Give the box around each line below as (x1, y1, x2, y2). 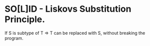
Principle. (4, 14, 46, 25)
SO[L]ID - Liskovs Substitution (4, 3, 132, 15)
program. (4, 35, 24, 41)
